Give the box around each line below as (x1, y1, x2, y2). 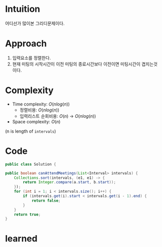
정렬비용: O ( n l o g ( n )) (19, 107, 60, 113)
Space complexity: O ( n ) (12, 118, 61, 124)
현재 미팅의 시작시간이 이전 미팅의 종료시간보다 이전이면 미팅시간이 (12, 61, 141, 67)
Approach (5, 38, 47, 49)
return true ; (14, 212, 41, 217)
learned (5, 233, 38, 245)
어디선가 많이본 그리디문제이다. (5, 20, 65, 26)
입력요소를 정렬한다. (12, 55, 51, 61)
